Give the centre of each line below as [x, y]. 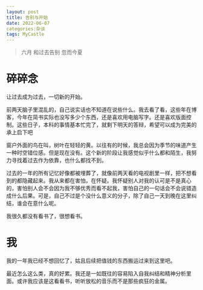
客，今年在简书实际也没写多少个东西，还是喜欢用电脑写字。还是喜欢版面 [96, 117]
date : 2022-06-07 [28, 23]
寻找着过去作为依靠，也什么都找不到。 [59, 160]
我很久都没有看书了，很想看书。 [46, 216]
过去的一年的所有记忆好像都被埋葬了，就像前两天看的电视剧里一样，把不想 [99, 173]
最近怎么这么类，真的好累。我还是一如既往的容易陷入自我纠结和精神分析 [96, 273]
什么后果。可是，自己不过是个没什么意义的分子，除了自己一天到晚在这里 [101, 196]
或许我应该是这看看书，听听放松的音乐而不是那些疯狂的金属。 [93, 281]
